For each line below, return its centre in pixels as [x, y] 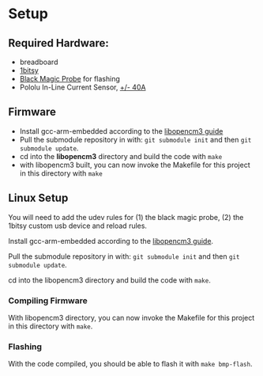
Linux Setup [38, 198]
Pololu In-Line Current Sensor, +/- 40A [83, 87]
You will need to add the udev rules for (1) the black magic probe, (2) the [126, 217]
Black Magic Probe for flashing [70, 79]
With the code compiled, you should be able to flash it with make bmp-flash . [130, 364]
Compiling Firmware [48, 300]
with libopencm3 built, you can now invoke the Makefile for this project [135, 165]
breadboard [39, 62]
